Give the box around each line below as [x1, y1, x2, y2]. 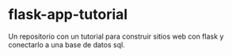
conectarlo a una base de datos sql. [8, 39, 125, 49]
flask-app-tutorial [8, 6, 128, 24]
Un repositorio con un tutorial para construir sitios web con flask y [8, 32, 224, 41]
